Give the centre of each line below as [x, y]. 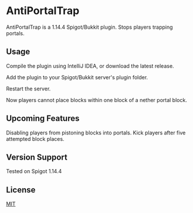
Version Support [37, 157]
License [21, 190]
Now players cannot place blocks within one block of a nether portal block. [97, 100]
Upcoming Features [43, 119]
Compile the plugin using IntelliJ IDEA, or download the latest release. [90, 66]
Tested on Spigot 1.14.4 [34, 171]
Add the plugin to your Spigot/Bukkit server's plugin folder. [77, 77]
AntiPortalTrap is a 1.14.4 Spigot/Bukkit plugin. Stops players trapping [89, 27]
